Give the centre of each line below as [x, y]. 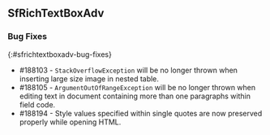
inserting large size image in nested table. [89, 78]
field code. [37, 104]
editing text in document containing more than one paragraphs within [135, 96]
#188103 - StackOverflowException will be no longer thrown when [129, 70]
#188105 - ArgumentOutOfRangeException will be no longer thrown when [137, 87]
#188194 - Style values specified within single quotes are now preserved [141, 113]
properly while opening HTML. [70, 122]
